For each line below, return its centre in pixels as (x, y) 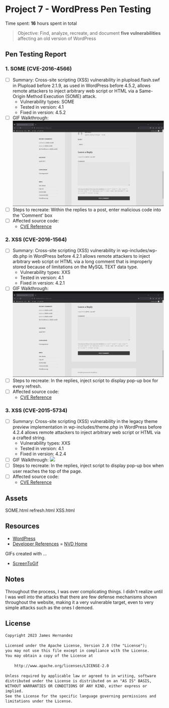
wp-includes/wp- (139, 251)
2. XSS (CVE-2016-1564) (36, 240)
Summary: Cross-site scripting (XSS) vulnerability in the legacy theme (85, 421)
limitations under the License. (39, 701)
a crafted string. (29, 438)
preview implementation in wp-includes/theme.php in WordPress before (87, 427)
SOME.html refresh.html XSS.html (40, 510)
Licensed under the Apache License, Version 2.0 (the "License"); (76, 646)
